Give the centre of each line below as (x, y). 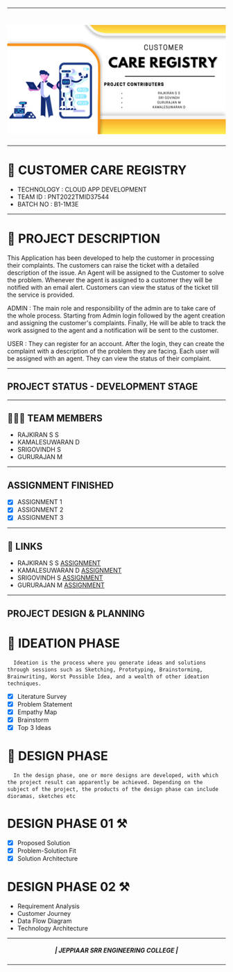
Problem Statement (45, 704)
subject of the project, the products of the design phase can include (113, 789)
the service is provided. (41, 295)
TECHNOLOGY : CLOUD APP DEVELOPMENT (82, 189)
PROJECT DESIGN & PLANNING (76, 613)
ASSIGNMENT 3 (40, 518)
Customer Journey (44, 913)
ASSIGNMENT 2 (40, 510)
